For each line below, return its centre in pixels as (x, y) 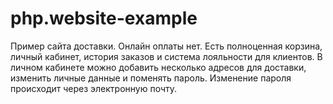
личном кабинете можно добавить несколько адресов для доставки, (158, 67)
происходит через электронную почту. (94, 88)
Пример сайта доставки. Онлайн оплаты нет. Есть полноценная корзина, (166, 46)
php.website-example (104, 18)
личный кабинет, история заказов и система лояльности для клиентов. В (166, 56)
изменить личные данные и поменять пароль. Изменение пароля (151, 78)
